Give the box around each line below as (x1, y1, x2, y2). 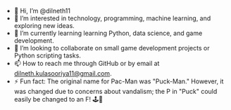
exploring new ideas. (13, 22, 75, 29)
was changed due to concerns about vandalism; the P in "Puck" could (13, 88, 218, 95)
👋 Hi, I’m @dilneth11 (13, 7, 71, 15)
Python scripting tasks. (13, 51, 81, 60)
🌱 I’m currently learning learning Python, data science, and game (13, 29, 203, 37)
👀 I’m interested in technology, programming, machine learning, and (13, 14, 211, 22)
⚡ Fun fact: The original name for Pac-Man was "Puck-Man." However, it (13, 77, 224, 85)
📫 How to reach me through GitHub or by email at (13, 60, 160, 67)
